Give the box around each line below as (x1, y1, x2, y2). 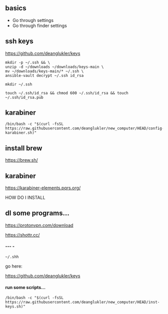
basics (5, 4, 26, 12)
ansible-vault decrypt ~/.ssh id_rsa (5, 73, 84, 78)
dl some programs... (5, 209, 70, 218)
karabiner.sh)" (5, 130, 37, 135)
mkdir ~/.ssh (5, 82, 32, 87)
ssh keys (5, 37, 33, 45)
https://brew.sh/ (5, 157, 38, 163)
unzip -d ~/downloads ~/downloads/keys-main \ (5, 64, 104, 69)
